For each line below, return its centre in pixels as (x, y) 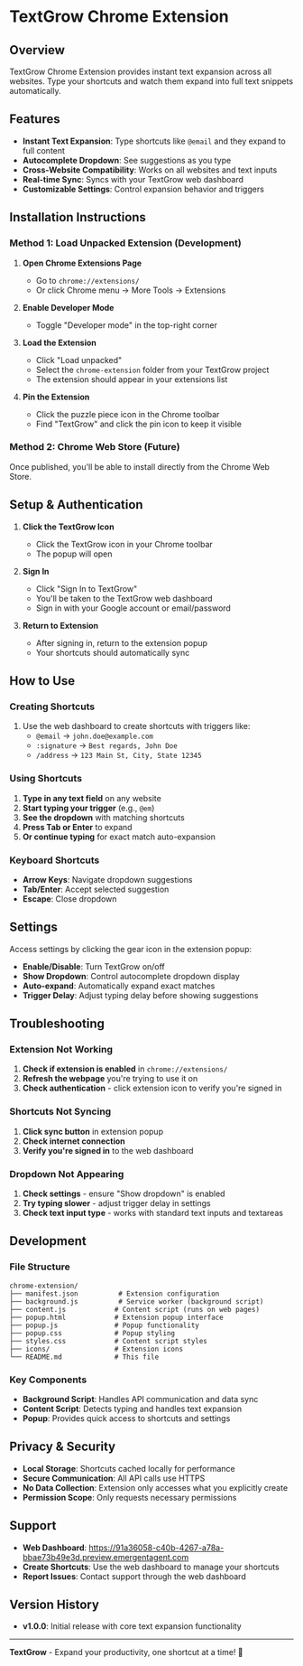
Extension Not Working (61, 1050)
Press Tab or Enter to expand (77, 827)
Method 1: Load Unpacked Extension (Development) (125, 243)
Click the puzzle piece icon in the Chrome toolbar (128, 414)
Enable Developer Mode (68, 307)
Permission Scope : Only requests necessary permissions (129, 1497)
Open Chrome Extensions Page (82, 263)
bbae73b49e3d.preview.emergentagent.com (106, 1557)
